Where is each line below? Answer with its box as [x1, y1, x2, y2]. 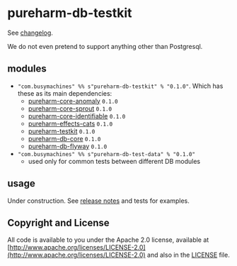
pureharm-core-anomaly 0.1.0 [28, 96, 118, 105]
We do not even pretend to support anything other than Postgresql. [7, 42, 203, 50]
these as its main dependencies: [17, 89, 112, 97]
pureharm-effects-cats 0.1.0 [28, 119, 113, 128]
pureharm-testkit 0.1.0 [28, 126, 96, 135]
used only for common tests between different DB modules [28, 157, 200, 165]
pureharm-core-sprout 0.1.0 [28, 104, 112, 113]
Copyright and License [7, 216, 110, 228]
